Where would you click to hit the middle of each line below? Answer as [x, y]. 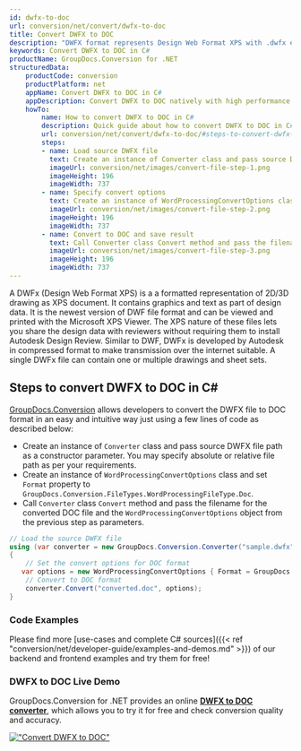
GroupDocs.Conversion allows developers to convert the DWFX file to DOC [148, 410]
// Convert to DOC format [74, 580]
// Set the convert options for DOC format [108, 564]
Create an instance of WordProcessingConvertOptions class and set [145, 474]
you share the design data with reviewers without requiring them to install [145, 331]
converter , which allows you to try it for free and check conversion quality [146, 711]
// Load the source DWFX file [66, 539]
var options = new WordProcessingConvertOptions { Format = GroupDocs [156, 572]
